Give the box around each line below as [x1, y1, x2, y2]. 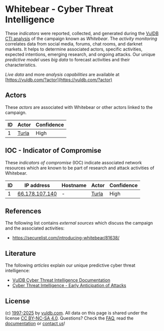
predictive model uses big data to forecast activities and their [5, 56, 130, 62]
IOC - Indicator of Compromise [5, 146, 101, 155]
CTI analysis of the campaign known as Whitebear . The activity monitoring [5, 36, 158, 42]
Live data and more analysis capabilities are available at [5, 71, 120, 77]
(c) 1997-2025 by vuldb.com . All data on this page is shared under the [5, 310, 148, 316]
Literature [5, 249, 36, 258]
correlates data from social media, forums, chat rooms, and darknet [5, 41, 143, 47]
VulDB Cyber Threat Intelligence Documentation [12, 277, 111, 283]
